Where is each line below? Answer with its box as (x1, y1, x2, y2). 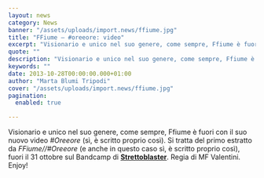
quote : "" (8, 48, 41, 56)
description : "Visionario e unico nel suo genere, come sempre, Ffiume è (8, 56, 255, 64)
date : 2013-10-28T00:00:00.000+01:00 (8, 70, 132, 78)
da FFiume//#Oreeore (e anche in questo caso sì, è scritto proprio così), (8, 144, 240, 154)
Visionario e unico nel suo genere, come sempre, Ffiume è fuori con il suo (8, 127, 247, 137)
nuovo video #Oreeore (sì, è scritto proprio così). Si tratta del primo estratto (8, 136, 253, 145)
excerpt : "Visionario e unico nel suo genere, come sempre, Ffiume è (8, 41, 241, 49)
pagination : (8, 92, 47, 100)
